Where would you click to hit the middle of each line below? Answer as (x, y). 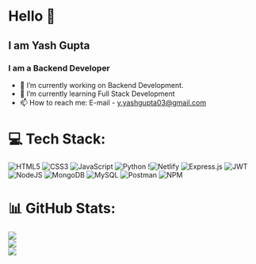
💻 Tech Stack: (57, 139)
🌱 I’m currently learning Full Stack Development (97, 94)
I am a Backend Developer (59, 68)
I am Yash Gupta (49, 46)
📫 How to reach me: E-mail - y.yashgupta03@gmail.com (113, 102)
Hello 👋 (32, 16)
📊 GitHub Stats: (62, 209)
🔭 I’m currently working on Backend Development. (101, 85)
